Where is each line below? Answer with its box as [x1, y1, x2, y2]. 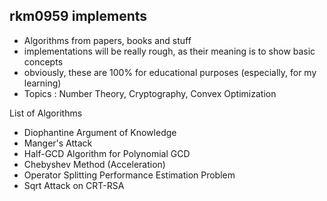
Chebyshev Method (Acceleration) [23, 158, 166, 170]
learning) [23, 77, 62, 89]
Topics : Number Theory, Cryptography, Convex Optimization [23, 87, 277, 99]
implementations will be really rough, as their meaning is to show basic [23, 45, 316, 57]
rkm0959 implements [9, 8, 148, 25]
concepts [23, 55, 64, 68]
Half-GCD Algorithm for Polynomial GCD [23, 147, 191, 159]
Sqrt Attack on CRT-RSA [23, 179, 125, 191]
